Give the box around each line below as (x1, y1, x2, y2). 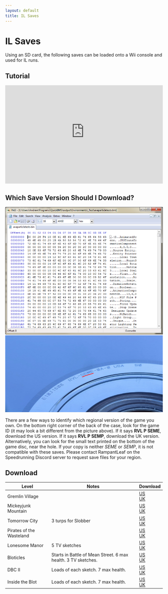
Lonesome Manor (7, 542, 44, 548)
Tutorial (5, 71, 30, 80)
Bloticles (7, 555, 25, 561)
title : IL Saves (5, 13, 39, 18)
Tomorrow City (7, 518, 38, 524)
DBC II (7, 567, 20, 573)
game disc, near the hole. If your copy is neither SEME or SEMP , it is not (5, 444, 153, 450)
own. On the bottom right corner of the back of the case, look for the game (5, 422, 159, 428)
